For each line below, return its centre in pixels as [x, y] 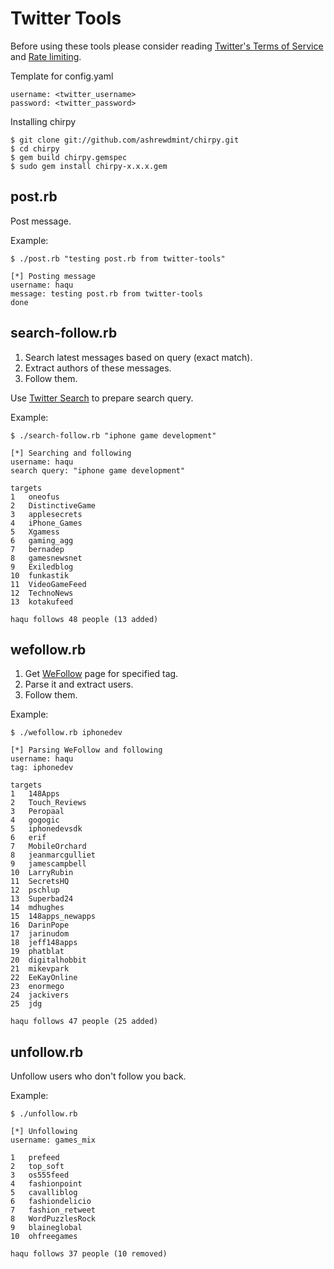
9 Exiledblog [42, 567]
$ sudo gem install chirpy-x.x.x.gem [89, 166]
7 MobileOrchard [48, 847]
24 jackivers [40, 995]
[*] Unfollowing [44, 1132]
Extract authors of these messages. [98, 368]
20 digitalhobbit [48, 960]
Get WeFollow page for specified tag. [101, 674]
